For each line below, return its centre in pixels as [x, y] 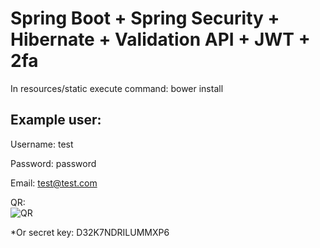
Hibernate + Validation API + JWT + [160, 39]
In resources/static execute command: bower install [117, 88]
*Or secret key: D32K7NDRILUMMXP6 [90, 232]
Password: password [53, 163]
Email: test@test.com [54, 183]
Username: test [42, 144]
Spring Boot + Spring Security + [145, 18]
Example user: [56, 120]
